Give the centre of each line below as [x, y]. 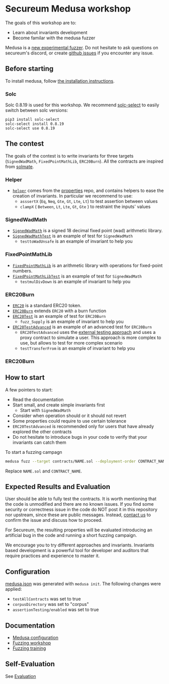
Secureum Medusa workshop [68, 9]
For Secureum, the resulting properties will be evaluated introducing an [79, 530]
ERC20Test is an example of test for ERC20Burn [59, 316]
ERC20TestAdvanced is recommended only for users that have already [83, 426]
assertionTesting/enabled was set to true [56, 609]
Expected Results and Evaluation [58, 487]
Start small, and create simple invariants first [59, 405]
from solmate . [20, 166]
